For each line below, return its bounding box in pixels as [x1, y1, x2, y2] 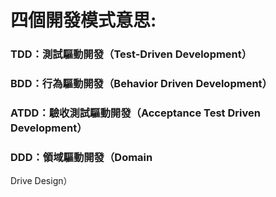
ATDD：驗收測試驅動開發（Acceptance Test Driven [10, 106, 261, 120]
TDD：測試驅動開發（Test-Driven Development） [10, 47, 253, 61]
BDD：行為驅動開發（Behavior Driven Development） [10, 77, 273, 91]
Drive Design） [10, 175, 73, 187]
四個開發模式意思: [10, 9, 157, 32]
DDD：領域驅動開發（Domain [10, 150, 153, 164]
